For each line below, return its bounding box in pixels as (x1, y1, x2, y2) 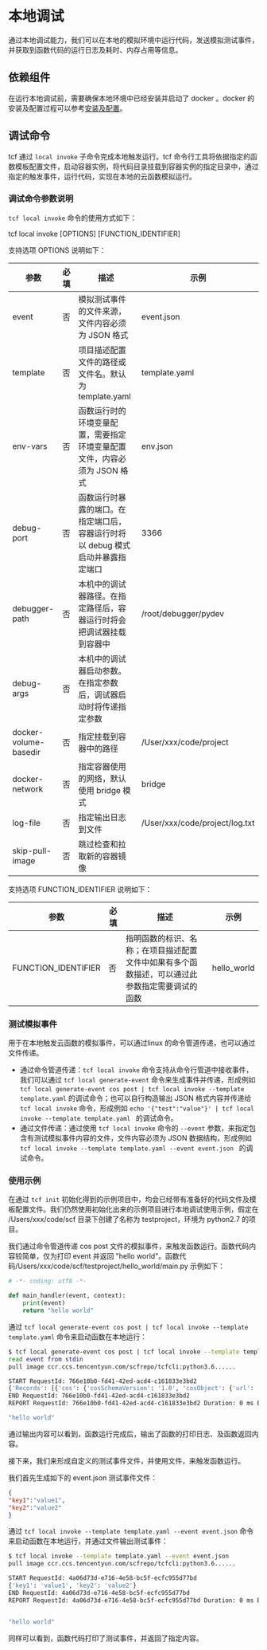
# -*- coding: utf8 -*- (8, 1277, 87, 1286)
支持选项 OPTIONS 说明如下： (8, 245, 106, 255)
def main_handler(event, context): (8, 1292, 126, 1300)
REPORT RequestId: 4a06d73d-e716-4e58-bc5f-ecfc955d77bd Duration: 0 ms (8, 1596, 254, 1605)
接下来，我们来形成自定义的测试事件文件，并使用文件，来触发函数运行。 (8, 1456, 245, 1465)
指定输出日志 (78, 811, 126, 823)
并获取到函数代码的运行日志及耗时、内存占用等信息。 (8, 45, 183, 54)
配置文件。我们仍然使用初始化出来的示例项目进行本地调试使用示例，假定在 (14, 1204, 259, 1214)
